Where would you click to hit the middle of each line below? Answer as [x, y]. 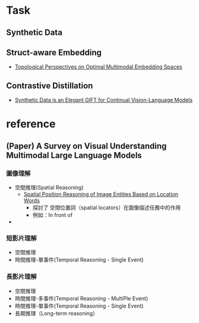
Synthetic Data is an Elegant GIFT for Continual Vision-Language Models [104, 100]
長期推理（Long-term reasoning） [56, 313]
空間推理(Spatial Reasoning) [49, 188]
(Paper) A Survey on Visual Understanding [86, 146]
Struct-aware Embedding [54, 52]
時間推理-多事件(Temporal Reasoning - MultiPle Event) [81, 298]
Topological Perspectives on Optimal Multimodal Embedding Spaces [98, 67]
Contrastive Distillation [50, 86]
